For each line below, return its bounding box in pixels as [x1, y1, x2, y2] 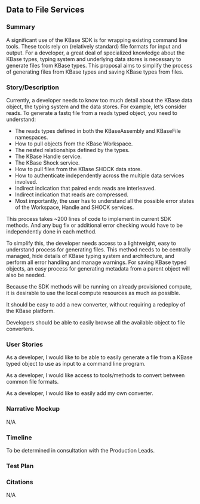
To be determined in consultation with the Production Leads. [6, 447, 155, 454]
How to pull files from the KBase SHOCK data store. [14, 165, 142, 172]
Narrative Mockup [6, 405, 60, 413]
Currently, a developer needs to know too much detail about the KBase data [6, 96, 193, 104]
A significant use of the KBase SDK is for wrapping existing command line [6, 36, 188, 44]
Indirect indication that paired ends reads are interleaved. [14, 184, 156, 192]
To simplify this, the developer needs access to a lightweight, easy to [6, 239, 176, 247]
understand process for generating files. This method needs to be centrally [6, 245, 191, 253]
